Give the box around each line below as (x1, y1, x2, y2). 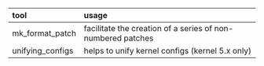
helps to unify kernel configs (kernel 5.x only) (83, 46, 251, 56)
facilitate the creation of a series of (83, 23, 213, 33)
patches (123, 33, 154, 43)
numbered (83, 33, 123, 43)
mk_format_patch (12, 28, 77, 38)
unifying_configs (12, 46, 74, 56)
